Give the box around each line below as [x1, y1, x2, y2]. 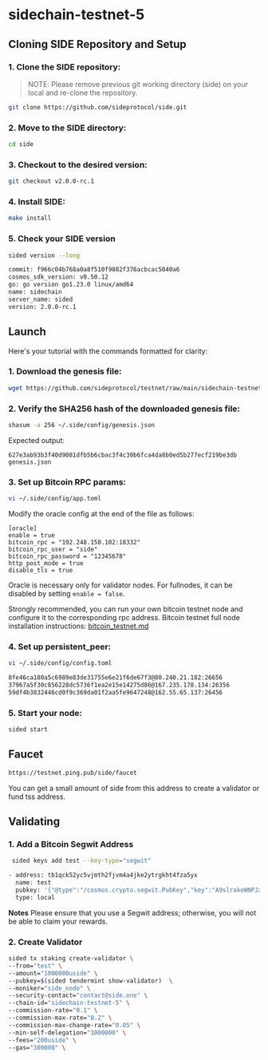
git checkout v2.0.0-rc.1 [8, 177, 94, 185]
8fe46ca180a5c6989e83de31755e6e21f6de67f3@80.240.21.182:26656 [8, 674, 223, 682]
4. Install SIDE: [8, 196, 66, 208]
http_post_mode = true [8, 560, 84, 568]
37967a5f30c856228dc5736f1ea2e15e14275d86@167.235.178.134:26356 [8, 681, 230, 690]
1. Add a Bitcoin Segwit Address [8, 838, 134, 849]
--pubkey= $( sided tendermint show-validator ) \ [8, 976, 173, 985]
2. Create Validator [8, 936, 83, 947]
